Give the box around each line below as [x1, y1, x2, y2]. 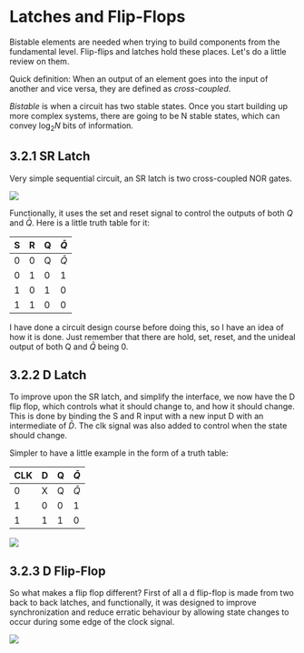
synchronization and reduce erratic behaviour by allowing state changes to [9, 607, 289, 618]
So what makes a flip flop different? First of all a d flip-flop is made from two [9, 588, 295, 598]
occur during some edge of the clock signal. [9, 617, 175, 628]
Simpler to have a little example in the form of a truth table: [9, 447, 229, 458]
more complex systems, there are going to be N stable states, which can [9, 110, 280, 121]
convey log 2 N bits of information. [9, 120, 134, 133]
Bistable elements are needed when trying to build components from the [9, 36, 280, 47]
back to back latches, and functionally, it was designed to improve [9, 598, 257, 608]
